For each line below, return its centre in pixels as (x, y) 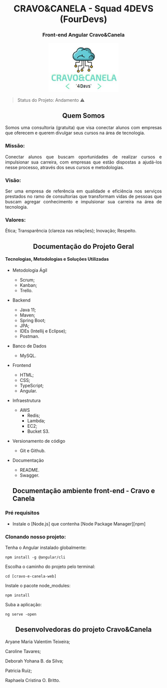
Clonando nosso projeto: (36, 536)
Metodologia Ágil (30, 270)
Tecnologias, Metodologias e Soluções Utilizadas (57, 259)
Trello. (26, 290)
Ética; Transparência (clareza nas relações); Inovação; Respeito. (71, 231)
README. (30, 470)
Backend (21, 300)
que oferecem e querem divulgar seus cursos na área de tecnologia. (75, 133)
